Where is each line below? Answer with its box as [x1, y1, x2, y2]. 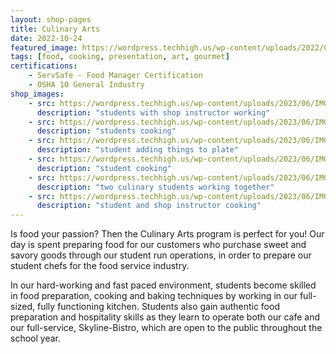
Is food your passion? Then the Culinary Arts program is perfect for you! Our [10, 228, 325, 240]
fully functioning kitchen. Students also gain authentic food [37, 301, 280, 313]
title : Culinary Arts [10, 24, 101, 34]
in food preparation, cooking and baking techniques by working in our [10, 290, 298, 302]
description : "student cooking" [36, 163, 172, 173]
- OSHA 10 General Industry [28, 80, 145, 90]
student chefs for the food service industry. [10, 260, 190, 272]
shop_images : [10, 89, 65, 99]
